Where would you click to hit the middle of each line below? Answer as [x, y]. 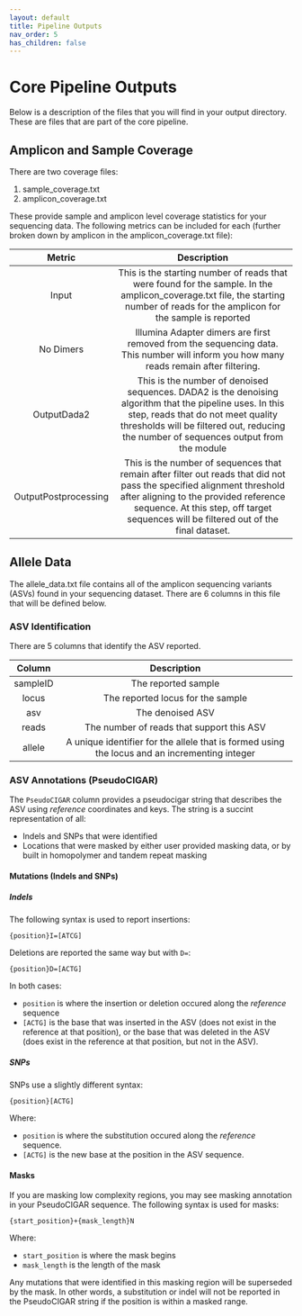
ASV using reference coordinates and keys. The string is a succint [131, 809]
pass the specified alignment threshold [203, 485]
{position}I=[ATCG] [46, 936]
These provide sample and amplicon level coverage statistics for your [138, 216]
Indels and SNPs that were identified [90, 836]
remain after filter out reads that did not [203, 474]
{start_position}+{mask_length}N [72, 1221]
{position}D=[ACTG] [46, 969]
